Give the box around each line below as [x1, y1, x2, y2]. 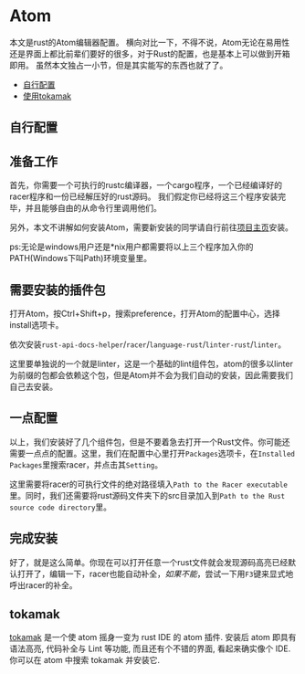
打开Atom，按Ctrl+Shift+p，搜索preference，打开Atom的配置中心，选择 [9, 308, 280, 319]
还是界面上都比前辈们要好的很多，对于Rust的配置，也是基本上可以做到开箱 [9, 47, 290, 59]
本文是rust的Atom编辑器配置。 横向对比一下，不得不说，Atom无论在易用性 [9, 37, 290, 47]
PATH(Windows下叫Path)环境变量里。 [9, 253, 152, 264]
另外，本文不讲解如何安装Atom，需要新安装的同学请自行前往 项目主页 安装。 [9, 222, 294, 233]
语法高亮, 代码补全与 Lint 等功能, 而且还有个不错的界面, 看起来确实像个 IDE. [9, 643, 291, 654]
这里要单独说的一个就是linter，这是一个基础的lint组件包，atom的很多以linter [9, 358, 294, 369]
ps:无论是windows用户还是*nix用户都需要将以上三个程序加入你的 [9, 241, 254, 252]
